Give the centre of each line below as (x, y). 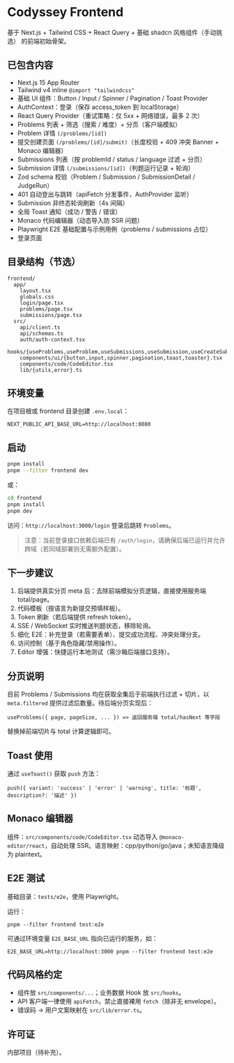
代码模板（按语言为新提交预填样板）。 (71, 609)
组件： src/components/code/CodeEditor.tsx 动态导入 (83, 837)
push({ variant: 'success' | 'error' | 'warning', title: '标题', (104, 788)
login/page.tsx (42, 303)
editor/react (26, 846)
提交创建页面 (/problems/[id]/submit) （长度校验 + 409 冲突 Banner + (118, 142)
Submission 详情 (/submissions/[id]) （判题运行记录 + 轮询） (106, 168)
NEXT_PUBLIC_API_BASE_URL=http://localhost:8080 (79, 424)
